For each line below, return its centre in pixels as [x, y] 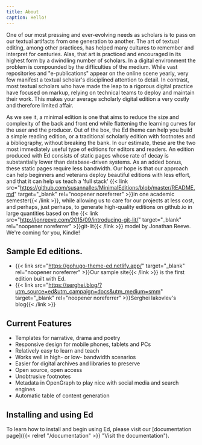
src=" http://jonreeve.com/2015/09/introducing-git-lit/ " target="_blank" [94, 219]
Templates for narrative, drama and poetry [68, 338]
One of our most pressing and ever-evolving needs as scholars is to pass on [101, 34]
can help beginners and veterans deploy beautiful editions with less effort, [99, 174]
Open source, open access [49, 370]
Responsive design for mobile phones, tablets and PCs [83, 344]
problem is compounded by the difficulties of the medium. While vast [92, 66]
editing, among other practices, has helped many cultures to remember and [100, 47]
